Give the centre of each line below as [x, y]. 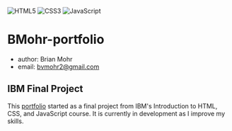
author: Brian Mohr [45, 59]
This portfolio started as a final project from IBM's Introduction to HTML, [112, 106]
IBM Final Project [45, 89]
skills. [16, 121]
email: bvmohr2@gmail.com [58, 67]
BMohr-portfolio [56, 40]
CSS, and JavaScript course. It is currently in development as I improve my [116, 113]
